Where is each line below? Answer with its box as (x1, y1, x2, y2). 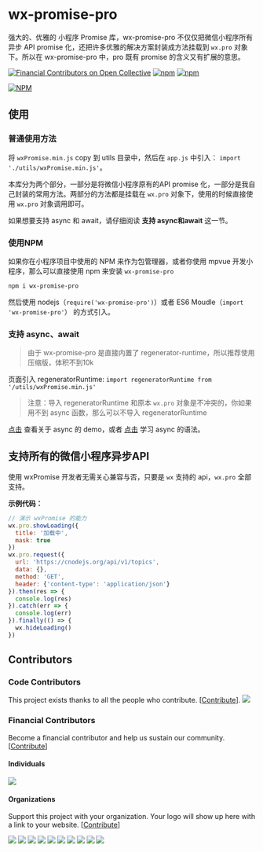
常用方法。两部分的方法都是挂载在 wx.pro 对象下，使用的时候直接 (35, 189, 247, 198)
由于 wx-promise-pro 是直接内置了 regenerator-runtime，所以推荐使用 (27, 348, 255, 358)
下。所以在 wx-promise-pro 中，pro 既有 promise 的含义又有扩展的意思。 (8, 52, 245, 61)
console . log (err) (15, 609, 72, 618)
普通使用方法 (8, 134, 57, 145)
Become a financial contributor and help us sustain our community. (8, 733, 225, 742)
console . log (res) (15, 595, 72, 603)
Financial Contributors (8, 715, 96, 726)
